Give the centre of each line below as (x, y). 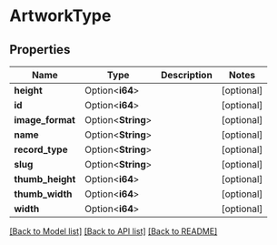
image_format (45, 120)
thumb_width (43, 194)
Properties (40, 50)
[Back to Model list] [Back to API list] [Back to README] (114, 231)
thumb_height (45, 179)
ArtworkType (60, 16)
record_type (41, 149)
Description (187, 75)
